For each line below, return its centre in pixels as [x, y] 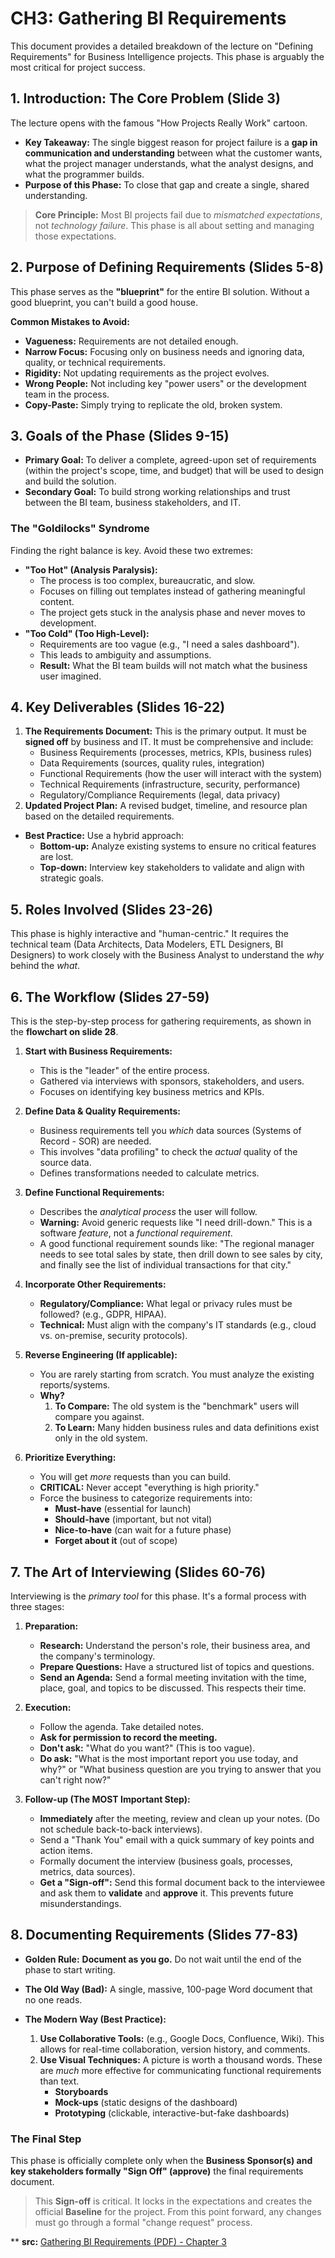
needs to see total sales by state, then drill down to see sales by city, [181, 1254]
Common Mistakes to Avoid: [70, 321]
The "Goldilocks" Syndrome [80, 529]
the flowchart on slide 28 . [64, 1032]
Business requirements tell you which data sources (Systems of [170, 1131]
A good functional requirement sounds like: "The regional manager [177, 1244]
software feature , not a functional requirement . [136, 1233]
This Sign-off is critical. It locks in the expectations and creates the [173, 2201]
